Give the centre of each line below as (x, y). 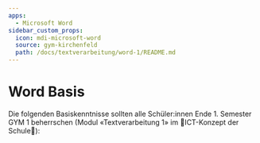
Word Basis (47, 92)
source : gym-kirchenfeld (56, 45)
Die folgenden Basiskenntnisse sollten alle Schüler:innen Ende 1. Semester (130, 114)
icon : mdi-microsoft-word (58, 38)
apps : (17, 15)
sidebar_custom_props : (46, 30)
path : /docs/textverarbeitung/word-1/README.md (96, 52)
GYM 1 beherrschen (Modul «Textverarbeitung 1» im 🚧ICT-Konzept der (124, 122)
